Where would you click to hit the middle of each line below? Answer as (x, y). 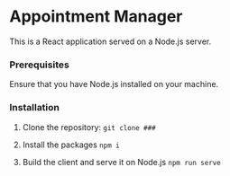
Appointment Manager (96, 17)
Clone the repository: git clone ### (89, 127)
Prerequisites (39, 65)
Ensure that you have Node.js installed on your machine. (114, 84)
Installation (35, 108)
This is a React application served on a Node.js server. (110, 41)
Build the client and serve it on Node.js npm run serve (121, 162)
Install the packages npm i (71, 145)
